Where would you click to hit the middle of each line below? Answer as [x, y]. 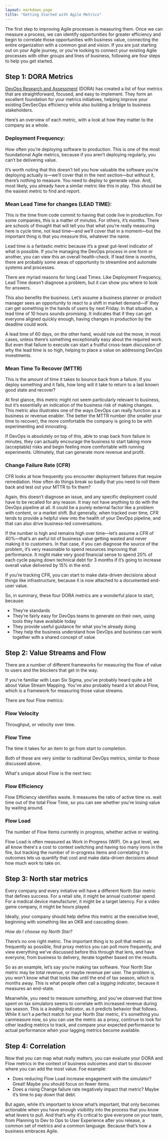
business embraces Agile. [32, 1131]
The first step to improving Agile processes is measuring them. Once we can [84, 29]
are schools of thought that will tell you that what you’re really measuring [80, 225]
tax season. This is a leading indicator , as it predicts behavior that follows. [81, 1009]
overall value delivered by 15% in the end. [48, 565]
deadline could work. [27, 324]
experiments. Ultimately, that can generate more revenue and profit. [75, 452]
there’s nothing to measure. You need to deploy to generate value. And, [78, 180]
